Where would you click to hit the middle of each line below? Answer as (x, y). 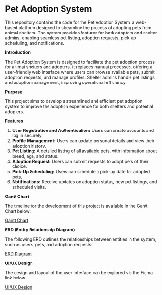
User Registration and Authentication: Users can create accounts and (83, 130)
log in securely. (27, 135)
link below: (16, 278)
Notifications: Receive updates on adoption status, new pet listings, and (84, 182)
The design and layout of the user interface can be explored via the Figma (79, 272)
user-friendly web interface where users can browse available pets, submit (80, 72)
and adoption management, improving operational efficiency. (66, 82)
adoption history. (29, 146)
